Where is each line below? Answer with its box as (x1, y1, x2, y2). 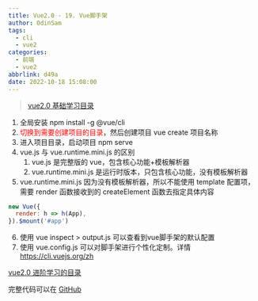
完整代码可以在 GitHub (8, 284, 82, 294)
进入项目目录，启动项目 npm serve (19, 137, 133, 147)
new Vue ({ (8, 203, 41, 211)
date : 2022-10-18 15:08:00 (8, 78, 97, 86)
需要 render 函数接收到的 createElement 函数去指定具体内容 (19, 187, 215, 196)
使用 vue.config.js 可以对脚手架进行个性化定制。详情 (19, 242, 192, 252)
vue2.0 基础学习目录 (27, 101, 95, 110)
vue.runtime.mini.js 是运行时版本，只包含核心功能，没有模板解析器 (31, 167, 249, 177)
